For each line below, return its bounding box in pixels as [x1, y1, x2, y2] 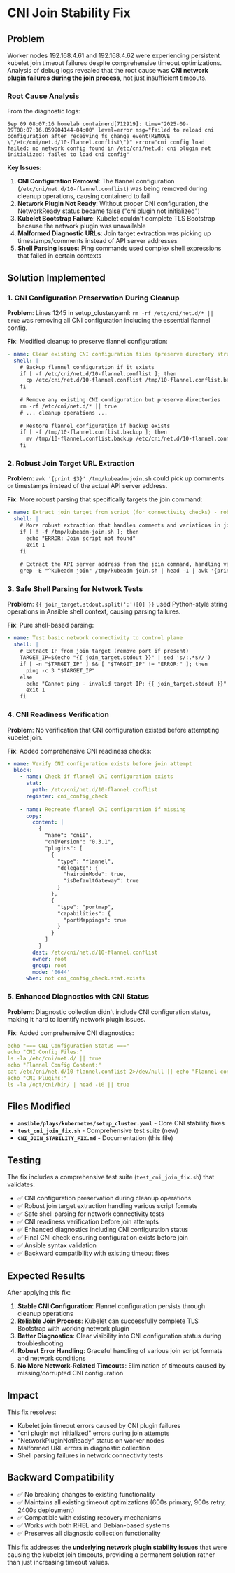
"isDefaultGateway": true [63, 878, 139, 885]
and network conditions [17, 1354, 86, 1363]
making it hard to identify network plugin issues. [7, 1015, 146, 1023]
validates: [7, 1180, 35, 1189]
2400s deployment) [17, 1506, 75, 1514]
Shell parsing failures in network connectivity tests [17, 1451, 164, 1460]
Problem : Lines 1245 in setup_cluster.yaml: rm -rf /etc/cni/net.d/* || [7, 308, 214, 317]
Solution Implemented [7, 272, 106, 284]
